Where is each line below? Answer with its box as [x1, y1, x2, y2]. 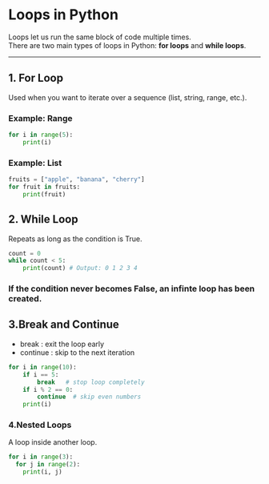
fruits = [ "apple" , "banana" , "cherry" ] [8, 175, 146, 184]
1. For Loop [8, 71, 64, 85]
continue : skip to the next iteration [19, 347, 135, 357]
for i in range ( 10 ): [8, 363, 78, 371]
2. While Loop [8, 212, 78, 226]
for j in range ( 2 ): [15, 461, 81, 469]
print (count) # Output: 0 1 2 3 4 [22, 264, 138, 272]
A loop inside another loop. [8, 438, 98, 447]
